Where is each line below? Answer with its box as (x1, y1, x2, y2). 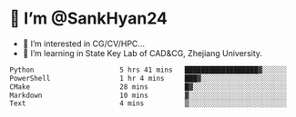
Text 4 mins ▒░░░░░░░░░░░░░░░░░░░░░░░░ (9, 99, 287, 108)
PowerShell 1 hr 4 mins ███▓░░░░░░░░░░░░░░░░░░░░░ (9, 73, 287, 83)
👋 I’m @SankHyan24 (9, 8, 168, 29)
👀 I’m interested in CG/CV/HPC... (22, 38, 146, 49)
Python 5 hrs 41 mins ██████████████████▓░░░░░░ (9, 65, 287, 74)
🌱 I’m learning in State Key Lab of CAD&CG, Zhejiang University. (22, 47, 262, 58)
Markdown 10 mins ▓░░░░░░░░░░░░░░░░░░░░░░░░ (9, 91, 287, 100)
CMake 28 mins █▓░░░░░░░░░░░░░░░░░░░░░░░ (9, 82, 287, 92)
